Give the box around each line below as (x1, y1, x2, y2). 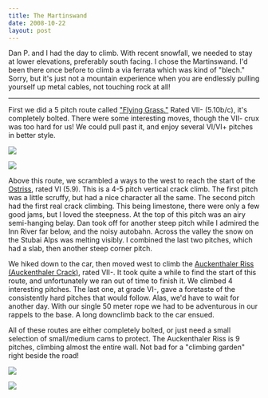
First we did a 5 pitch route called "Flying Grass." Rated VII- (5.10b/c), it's (8, 105, 247, 115)
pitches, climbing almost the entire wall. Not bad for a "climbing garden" (8, 342, 246, 352)
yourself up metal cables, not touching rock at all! (8, 82, 171, 92)
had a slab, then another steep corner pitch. (8, 244, 153, 254)
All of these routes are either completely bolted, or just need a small (8, 325, 231, 335)
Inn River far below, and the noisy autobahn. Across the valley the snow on (8, 227, 254, 236)
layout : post (8, 26, 52, 34)
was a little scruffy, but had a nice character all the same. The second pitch (8, 193, 255, 203)
